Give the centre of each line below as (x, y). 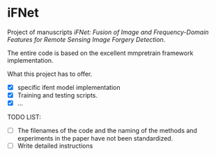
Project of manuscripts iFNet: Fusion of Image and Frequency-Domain (108, 32)
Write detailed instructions (55, 146)
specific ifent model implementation (69, 87)
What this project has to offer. (50, 74)
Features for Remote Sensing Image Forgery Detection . (86, 39)
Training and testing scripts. (57, 95)
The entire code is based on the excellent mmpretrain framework (100, 53)
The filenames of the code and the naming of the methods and (107, 131)
